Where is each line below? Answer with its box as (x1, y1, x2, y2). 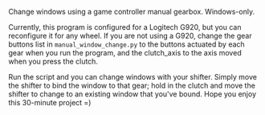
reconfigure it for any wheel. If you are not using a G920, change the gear (8, 31, 252, 40)
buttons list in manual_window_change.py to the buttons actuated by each (8, 39, 245, 49)
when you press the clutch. (8, 56, 99, 66)
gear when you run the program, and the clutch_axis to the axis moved (8, 48, 243, 57)
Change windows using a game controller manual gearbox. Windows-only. (8, 7, 255, 16)
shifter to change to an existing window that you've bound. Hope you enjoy (8, 89, 257, 99)
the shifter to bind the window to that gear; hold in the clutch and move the (8, 80, 255, 90)
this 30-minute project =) (8, 98, 92, 107)
